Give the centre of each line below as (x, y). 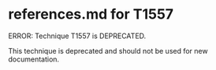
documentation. (34, 59)
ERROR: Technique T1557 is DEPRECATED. (77, 36)
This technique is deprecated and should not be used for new (108, 51)
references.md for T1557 (91, 14)
